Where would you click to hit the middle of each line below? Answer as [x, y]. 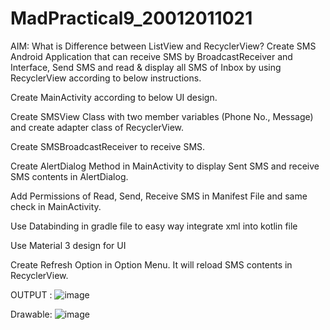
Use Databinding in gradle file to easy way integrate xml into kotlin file [154, 226]
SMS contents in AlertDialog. [69, 176]
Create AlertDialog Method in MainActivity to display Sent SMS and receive [165, 166]
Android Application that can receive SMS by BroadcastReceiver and [151, 56]
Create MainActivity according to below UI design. [114, 97]
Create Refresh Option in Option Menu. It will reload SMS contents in [151, 264]
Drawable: [31, 314]
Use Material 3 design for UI [68, 245]
